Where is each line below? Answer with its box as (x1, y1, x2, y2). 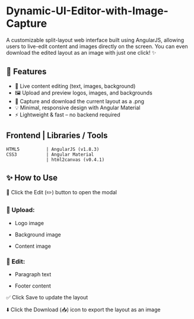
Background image (14, 230, 61, 238)
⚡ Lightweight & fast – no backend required (14, 111, 120, 118)
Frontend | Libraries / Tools (6, 131, 108, 141)
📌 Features (6, 67, 47, 77)
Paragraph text (14, 270, 52, 277)
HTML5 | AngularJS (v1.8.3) (6, 146, 100, 152)
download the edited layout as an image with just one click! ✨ (6, 49, 157, 56)
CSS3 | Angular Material (6, 151, 94, 157)
